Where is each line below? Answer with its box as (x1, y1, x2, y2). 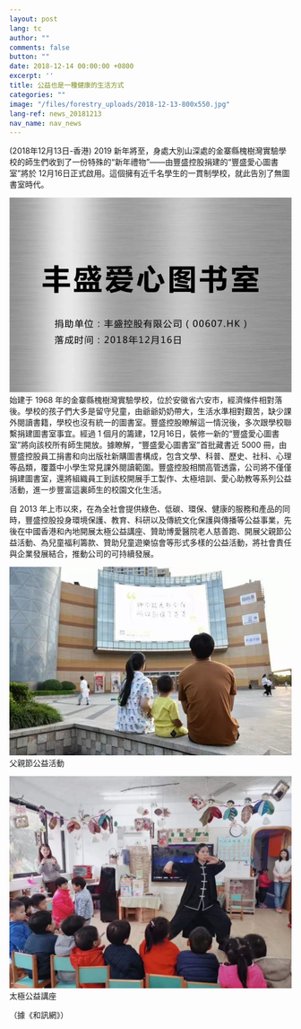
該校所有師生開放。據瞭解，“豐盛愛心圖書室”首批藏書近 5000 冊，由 (36, 439, 288, 450)
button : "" (9, 52, 50, 62)
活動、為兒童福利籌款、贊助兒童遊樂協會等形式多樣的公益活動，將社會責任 (16, 537, 292, 548)
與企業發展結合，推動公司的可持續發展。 (9, 548, 159, 558)
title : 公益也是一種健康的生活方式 (9, 81, 125, 90)
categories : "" (9, 90, 66, 99)
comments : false (9, 43, 70, 52)
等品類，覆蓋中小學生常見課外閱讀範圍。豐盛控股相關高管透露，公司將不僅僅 (9, 462, 292, 472)
